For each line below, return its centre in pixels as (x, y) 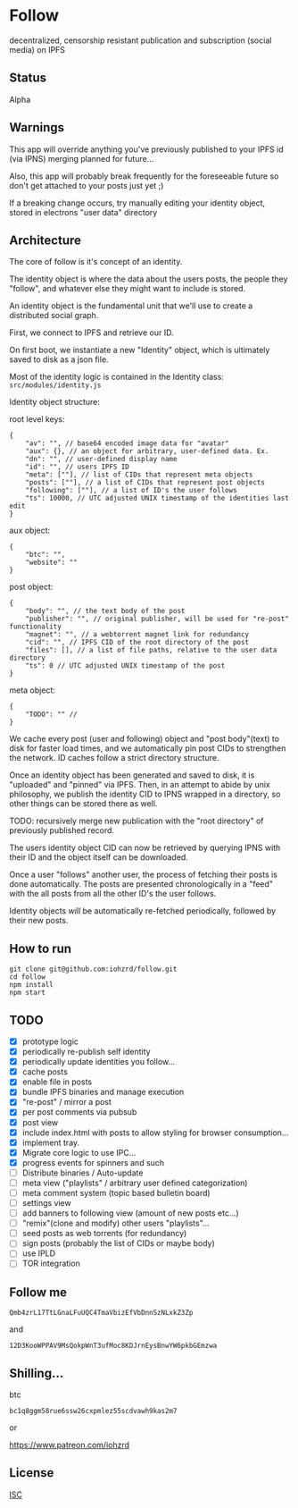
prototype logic (50, 1041)
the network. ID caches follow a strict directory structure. (114, 758)
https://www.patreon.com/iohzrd (70, 1445)
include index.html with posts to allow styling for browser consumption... (155, 1133)
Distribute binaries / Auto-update (83, 1173)
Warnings (37, 127)
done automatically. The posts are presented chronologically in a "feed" (141, 884)
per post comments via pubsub (79, 1112)
